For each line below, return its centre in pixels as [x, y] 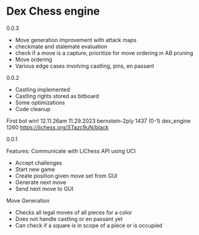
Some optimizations [40, 103]
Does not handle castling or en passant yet [69, 219]
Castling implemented [43, 89]
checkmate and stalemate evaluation [61, 46]
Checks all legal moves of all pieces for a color [74, 212]
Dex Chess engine [53, 11]
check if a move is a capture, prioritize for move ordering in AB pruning [104, 52]
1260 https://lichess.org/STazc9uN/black [58, 127]
